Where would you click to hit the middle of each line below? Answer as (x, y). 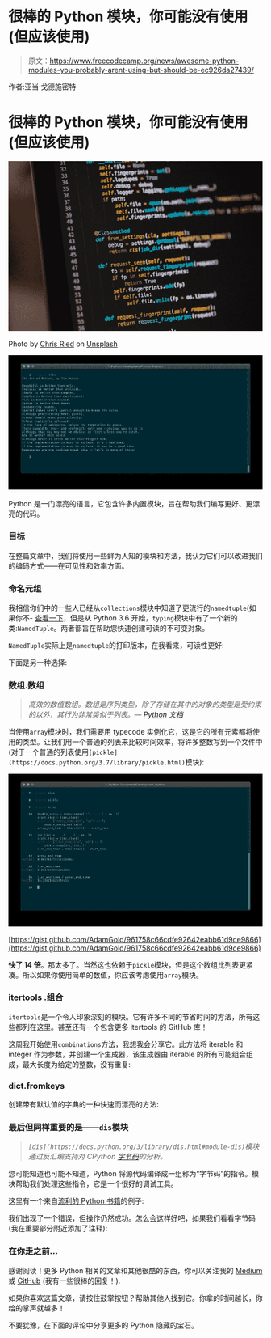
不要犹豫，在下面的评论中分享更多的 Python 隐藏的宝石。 (104, 1325)
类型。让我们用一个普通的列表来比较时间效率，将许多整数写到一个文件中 (142, 742)
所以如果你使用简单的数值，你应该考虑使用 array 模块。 (113, 975)
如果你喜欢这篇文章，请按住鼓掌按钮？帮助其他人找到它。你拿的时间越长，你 (135, 1298)
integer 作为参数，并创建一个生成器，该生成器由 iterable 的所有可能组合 (127, 1054)
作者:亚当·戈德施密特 (42, 87)
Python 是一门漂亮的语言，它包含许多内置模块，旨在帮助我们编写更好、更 (131, 503)
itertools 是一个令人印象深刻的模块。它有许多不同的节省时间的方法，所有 (131, 1017)
